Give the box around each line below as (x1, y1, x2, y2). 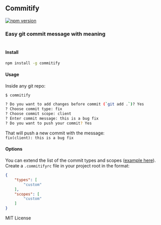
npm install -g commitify (5, 61, 60, 66)
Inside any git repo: (5, 82, 46, 89)
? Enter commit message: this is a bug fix (5, 116, 99, 121)
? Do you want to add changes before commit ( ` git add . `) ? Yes (5, 102, 144, 107)
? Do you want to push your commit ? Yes (5, 121, 92, 126)
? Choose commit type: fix (5, 106, 62, 111)
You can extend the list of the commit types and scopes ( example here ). (5, 157, 156, 163)
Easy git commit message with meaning (5, 30, 106, 37)
